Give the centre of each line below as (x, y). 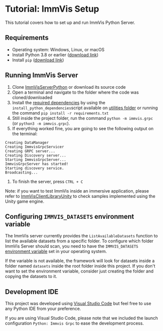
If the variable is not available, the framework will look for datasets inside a (80, 261)
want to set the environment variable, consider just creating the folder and (79, 271)
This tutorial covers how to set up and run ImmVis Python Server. (70, 22)
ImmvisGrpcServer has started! (37, 164)
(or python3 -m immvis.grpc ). (41, 123)
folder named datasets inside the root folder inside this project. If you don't (80, 266)
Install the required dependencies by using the (59, 102)
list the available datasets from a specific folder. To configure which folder (79, 241)
